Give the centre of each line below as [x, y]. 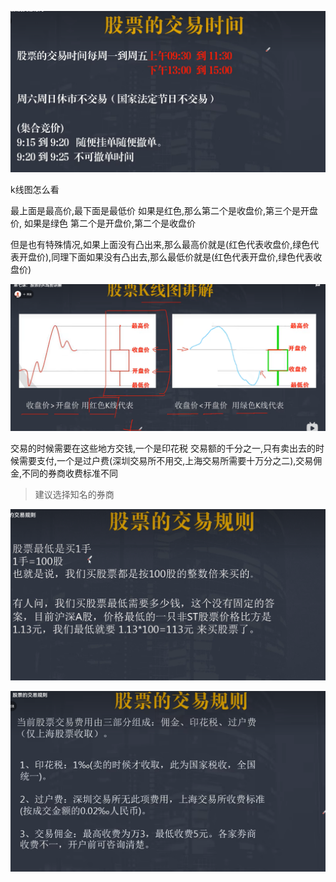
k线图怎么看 [35, 189]
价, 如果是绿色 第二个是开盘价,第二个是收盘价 [103, 223]
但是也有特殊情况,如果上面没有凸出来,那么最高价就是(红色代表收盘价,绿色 [160, 244]
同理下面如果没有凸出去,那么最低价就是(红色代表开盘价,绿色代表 [182, 257]
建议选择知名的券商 [74, 494]
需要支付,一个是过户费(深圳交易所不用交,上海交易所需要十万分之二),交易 [166, 460]
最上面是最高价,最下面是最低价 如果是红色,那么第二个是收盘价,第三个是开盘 [164, 210]
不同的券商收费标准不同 [70, 473]
